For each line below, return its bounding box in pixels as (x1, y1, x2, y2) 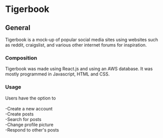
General (5, 23, 31, 32)
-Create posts (5, 111, 34, 117)
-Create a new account (5, 105, 53, 111)
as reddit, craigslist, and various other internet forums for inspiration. (5, 42, 147, 48)
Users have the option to (5, 95, 56, 101)
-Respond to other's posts (5, 126, 59, 133)
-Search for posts (5, 116, 41, 122)
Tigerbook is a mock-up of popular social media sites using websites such (5, 36, 158, 42)
